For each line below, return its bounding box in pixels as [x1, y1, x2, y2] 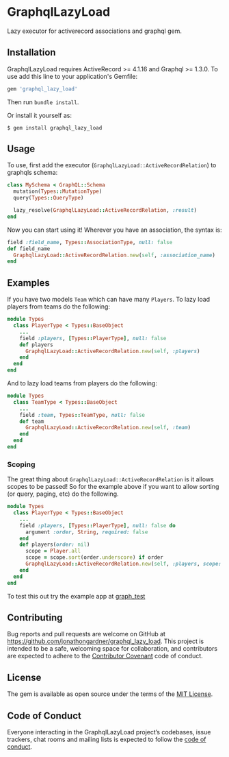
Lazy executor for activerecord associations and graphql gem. [7, 27, 183, 35]
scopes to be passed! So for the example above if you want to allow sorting [7, 483, 219, 491]
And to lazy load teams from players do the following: [7, 379, 157, 387]
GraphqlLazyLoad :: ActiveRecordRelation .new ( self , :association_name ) [13, 252, 215, 259]
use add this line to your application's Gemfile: [7, 72, 138, 80]
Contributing [7, 612, 63, 623]
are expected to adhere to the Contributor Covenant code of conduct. [7, 652, 203, 660]
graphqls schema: [7, 169, 58, 177]
